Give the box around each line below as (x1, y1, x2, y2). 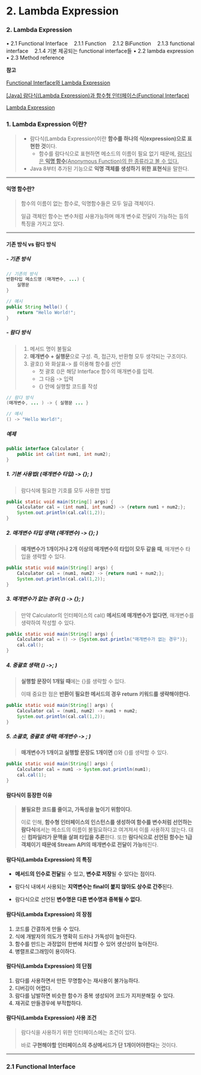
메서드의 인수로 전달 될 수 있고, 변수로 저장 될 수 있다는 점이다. (14, 871, 157, 878)
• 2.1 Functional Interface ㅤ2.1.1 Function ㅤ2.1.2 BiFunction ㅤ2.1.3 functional (6, 40, 195, 47)
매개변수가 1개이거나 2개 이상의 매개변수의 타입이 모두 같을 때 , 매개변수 (20, 546, 184, 553)
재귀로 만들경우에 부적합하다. (14, 999, 83, 1007)
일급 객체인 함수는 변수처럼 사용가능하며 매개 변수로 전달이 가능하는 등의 (20, 212, 189, 219)
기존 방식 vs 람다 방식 (6, 240, 56, 248)
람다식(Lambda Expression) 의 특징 (6, 856, 92, 863)
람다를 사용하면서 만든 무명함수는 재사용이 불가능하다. (14, 977, 140, 984)
